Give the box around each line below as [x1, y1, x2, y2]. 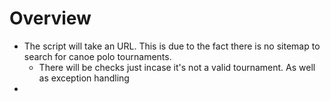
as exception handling [38, 72, 130, 84]
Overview [9, 7, 92, 30]
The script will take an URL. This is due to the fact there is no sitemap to [23, 40, 321, 52]
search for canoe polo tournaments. [23, 50, 172, 62]
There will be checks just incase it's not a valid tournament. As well [38, 61, 316, 73]
